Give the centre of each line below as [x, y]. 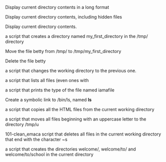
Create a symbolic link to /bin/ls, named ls [48, 100]
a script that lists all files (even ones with [47, 80]
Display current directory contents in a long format [57, 7]
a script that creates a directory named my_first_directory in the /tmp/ [77, 36]
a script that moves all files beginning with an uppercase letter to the [76, 119]
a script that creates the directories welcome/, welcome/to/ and [70, 149]
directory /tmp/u [22, 124]
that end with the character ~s [36, 139]
